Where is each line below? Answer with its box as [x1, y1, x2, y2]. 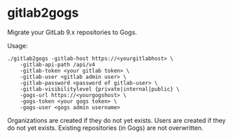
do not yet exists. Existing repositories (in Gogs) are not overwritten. [7, 124, 204, 132]
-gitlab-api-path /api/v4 [20, 61, 96, 68]
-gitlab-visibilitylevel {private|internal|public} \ [20, 85, 180, 92]
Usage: [7, 41, 28, 50]
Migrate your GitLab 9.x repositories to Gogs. [7, 28, 138, 36]
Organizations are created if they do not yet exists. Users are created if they [7, 116, 226, 124]
